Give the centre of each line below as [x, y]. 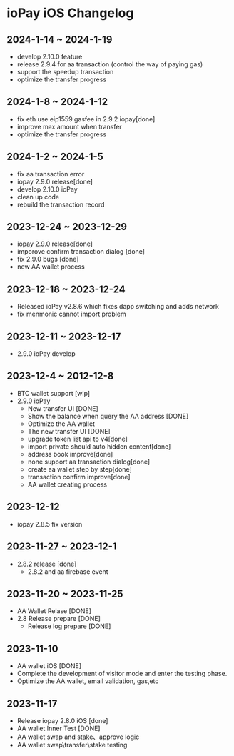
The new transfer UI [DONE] [69, 431]
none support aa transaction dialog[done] [89, 462]
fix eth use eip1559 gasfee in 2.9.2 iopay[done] [86, 119]
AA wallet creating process [67, 484]
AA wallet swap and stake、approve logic [78, 737]
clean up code [38, 197]
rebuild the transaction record [61, 204]
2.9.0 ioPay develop [46, 354]
